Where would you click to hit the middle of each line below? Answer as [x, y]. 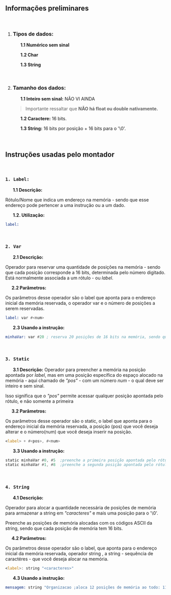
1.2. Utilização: [28, 215]
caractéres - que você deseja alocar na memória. [57, 559]
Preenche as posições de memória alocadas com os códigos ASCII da [79, 523]
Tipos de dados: [33, 34]
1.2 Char [29, 55]
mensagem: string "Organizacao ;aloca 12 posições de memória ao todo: [83, 587]
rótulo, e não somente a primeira [39, 401]
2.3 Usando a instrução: [38, 327]
